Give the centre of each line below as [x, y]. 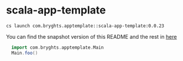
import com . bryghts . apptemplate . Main [58, 48]
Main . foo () [25, 53]
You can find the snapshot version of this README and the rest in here [91, 36]
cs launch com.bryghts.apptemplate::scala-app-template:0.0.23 [85, 26]
